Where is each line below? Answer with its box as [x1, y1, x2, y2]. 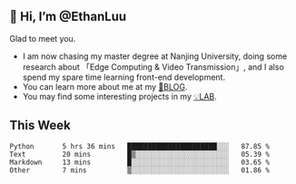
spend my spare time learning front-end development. [22, 72, 225, 82]
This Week [9, 118, 71, 133]
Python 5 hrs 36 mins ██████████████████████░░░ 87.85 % [9, 141, 271, 150]
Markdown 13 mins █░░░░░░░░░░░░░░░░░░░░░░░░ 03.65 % [9, 158, 271, 167]
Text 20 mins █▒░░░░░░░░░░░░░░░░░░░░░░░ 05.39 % [9, 150, 271, 159]
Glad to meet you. [9, 33, 76, 44]
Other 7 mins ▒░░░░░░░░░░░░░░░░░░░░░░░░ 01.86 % [9, 165, 271, 175]
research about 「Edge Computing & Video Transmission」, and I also [22, 61, 284, 73]
